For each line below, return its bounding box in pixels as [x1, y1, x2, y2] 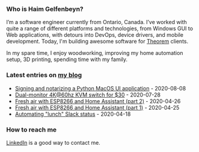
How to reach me [6, 125, 57, 134]
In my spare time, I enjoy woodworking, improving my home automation [6, 49, 183, 57]
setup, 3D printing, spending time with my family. [6, 56, 128, 63]
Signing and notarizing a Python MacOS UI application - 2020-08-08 [14, 84, 186, 92]
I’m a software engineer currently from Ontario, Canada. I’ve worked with [6, 19, 188, 26]
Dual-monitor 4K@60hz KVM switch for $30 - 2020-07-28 [14, 91, 161, 98]
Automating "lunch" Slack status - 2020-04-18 [14, 110, 131, 118]
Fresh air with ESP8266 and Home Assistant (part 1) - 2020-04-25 [14, 104, 180, 111]
